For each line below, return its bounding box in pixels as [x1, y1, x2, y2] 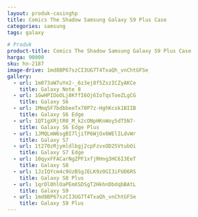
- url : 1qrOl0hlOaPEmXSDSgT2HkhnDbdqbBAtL [13, 181, 136, 188]
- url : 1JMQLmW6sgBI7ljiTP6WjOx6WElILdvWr [13, 130, 136, 137]
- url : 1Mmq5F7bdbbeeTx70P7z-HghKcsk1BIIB [13, 105, 136, 112]
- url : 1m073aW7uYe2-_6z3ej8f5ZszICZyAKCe [13, 79, 136, 86]
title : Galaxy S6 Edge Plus [19, 124, 99, 130]
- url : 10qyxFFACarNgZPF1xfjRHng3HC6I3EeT [13, 156, 136, 162]
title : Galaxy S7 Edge [19, 149, 84, 156]
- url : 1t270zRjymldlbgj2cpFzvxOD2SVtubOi [13, 143, 136, 150]
